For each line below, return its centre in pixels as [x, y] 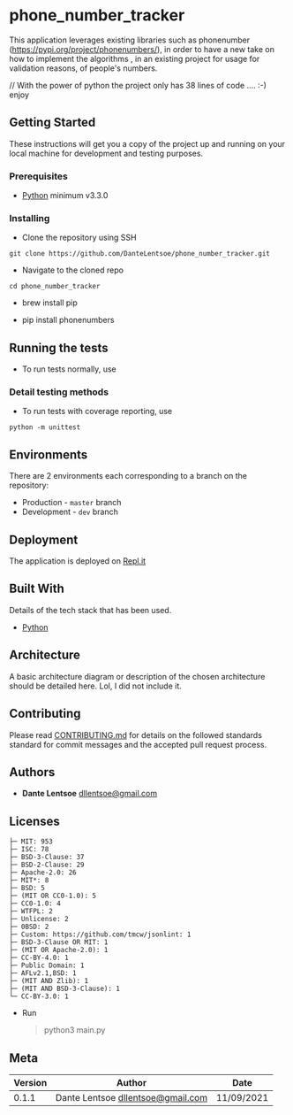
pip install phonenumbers [68, 320]
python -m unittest [45, 427]
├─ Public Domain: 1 [47, 965]
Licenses [34, 821]
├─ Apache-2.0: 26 [43, 873]
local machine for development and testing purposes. [106, 153]
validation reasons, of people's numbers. [83, 68]
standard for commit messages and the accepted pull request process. [138, 744]
